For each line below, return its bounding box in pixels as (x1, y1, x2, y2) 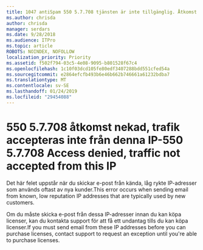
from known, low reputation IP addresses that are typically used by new (6, 192, 186, 199)
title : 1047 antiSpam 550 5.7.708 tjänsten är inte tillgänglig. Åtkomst (6, 9, 198, 15)
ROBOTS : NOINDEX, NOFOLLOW (6, 49, 75, 55)
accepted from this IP (6, 159, 117, 173)
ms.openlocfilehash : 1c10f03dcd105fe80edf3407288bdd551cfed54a (6, 65, 170, 72)
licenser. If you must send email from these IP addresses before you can (6, 223, 187, 230)
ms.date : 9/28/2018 (6, 32, 56, 38)
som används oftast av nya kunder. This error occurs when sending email (6, 185, 188, 193)
